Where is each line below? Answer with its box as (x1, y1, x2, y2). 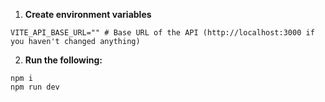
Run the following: (24, 54, 103, 66)
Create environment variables (24, 9, 152, 20)
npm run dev (10, 82, 60, 92)
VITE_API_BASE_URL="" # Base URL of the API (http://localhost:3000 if (10, 28, 315, 38)
